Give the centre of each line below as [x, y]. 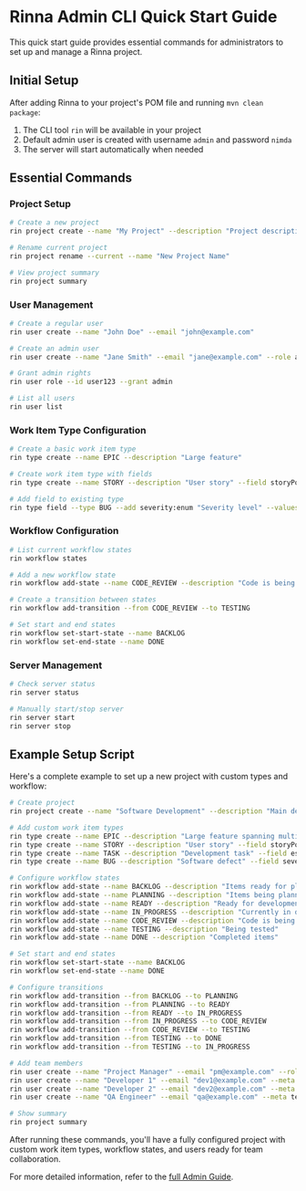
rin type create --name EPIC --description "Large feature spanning [142, 836]
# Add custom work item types [67, 828]
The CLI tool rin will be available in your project [112, 130]
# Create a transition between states [83, 600]
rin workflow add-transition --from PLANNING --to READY [120, 1004]
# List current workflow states [71, 549]
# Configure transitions [56, 987]
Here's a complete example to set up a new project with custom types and [149, 777]
